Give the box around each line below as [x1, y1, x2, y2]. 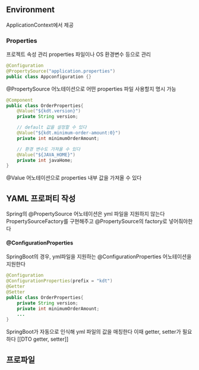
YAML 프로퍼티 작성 [6, 193, 76, 203]
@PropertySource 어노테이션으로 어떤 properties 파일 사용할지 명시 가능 [6, 85, 176, 92]
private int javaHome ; [17, 157, 73, 163]
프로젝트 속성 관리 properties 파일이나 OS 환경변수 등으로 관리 [6, 51, 151, 58]
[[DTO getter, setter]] [17, 335, 69, 343]
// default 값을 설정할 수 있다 [17, 124, 87, 130]
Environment [6, 5, 55, 15]
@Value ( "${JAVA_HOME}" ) [17, 152, 76, 158]
